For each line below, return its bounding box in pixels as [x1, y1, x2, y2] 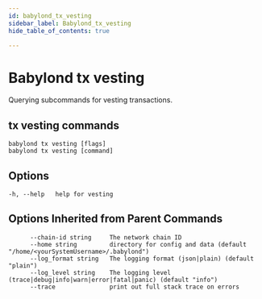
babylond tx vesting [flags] [8, 140, 106, 148]
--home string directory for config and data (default [29, 240, 247, 248]
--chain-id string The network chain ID [29, 233, 182, 242]
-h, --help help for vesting [8, 190, 114, 198]
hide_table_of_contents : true [8, 27, 110, 35]
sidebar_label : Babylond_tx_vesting [8, 19, 131, 27]
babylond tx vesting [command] [8, 147, 114, 156]
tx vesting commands [8, 118, 119, 132]
